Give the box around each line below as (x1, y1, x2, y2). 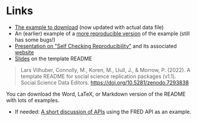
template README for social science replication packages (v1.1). (20, 73, 176, 80)
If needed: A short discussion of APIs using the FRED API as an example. (14, 108, 192, 115)
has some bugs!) (14, 36, 56, 43)
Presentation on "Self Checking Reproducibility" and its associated (14, 42, 177, 50)
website (14, 48, 34, 55)
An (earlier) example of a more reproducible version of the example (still (14, 30, 190, 37)
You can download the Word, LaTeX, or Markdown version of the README (6, 90, 186, 97)
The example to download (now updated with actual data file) (14, 24, 164, 31)
